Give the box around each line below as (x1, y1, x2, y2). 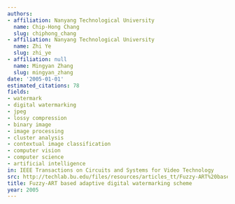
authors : (7, 10, 33, 18)
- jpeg (7, 108, 27, 115)
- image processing (7, 128, 64, 135)
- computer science (7, 154, 64, 161)
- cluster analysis (7, 134, 64, 141)
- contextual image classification (7, 141, 111, 148)
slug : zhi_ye (13, 50, 52, 57)
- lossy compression (7, 114, 68, 121)
